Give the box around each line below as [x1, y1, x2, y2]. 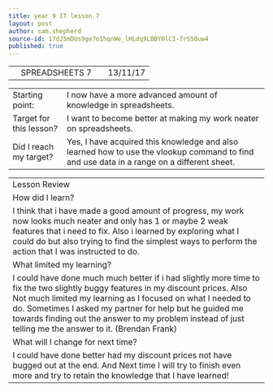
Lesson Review [12, 179, 71, 190]
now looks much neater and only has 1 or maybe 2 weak [12, 216, 229, 227]
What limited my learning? [12, 259, 112, 271]
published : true [8, 42, 63, 50]
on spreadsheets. [66, 123, 133, 134]
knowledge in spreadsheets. [66, 99, 175, 111]
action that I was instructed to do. [12, 246, 140, 257]
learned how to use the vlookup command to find [66, 146, 254, 158]
